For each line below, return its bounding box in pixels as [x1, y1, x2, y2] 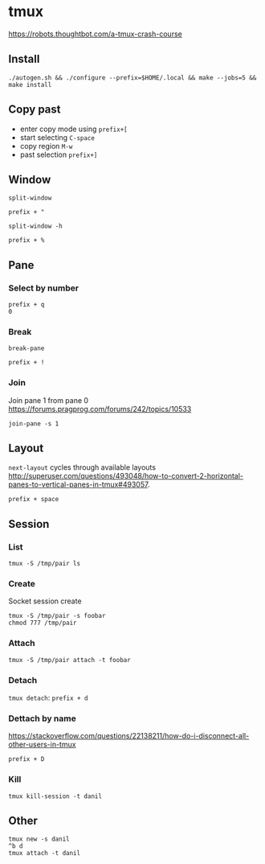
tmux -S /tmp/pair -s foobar [8, 612, 106, 620]
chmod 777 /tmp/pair [8, 619, 78, 627]
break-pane [8, 344, 45, 352]
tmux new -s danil [8, 835, 70, 843]
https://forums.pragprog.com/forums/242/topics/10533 [8, 404, 192, 413]
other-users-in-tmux [8, 739, 76, 750]
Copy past [8, 103, 61, 117]
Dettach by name [8, 713, 76, 724]
